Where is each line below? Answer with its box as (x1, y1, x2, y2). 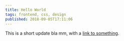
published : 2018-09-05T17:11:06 (5, 16, 73, 21)
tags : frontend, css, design (5, 12, 66, 17)
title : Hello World (5, 7, 46, 12)
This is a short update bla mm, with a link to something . (5, 30, 119, 36)
